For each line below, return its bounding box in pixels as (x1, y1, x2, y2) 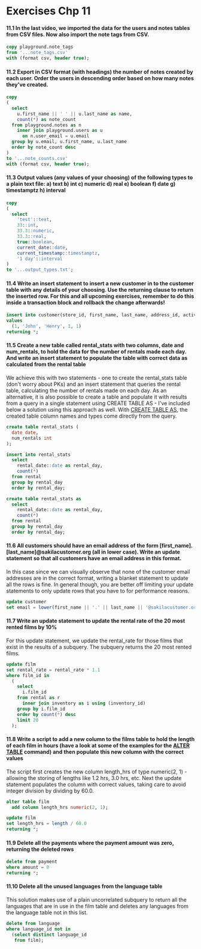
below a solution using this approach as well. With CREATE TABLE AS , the (6, 406, 188, 413)
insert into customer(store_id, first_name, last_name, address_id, (6, 312, 181, 318)
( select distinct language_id (11, 932, 87, 938)
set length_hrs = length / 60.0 (6, 821, 87, 827)
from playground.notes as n (11, 122, 82, 128)
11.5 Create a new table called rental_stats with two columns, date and (6, 341, 184, 349)
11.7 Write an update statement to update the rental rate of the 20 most (6, 617, 185, 624)
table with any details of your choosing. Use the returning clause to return (6, 286, 194, 293)
